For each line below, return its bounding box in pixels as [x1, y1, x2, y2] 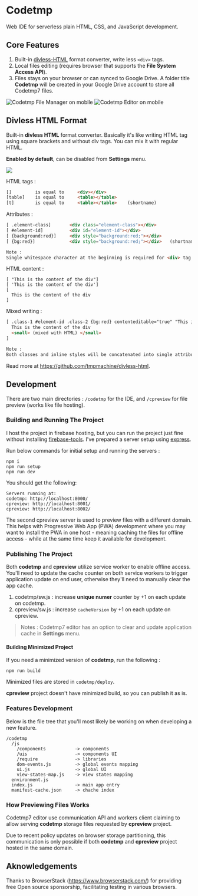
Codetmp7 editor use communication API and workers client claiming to [6, 814, 180, 821]
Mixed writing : [6, 308, 42, 315]
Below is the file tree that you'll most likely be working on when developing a [6, 717, 192, 725]
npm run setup [6, 463, 41, 469]
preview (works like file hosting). [6, 401, 85, 409]
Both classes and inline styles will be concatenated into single [6, 351, 173, 357]
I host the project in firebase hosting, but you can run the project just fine [6, 429, 184, 436]
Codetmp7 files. [14, 87, 54, 94]
